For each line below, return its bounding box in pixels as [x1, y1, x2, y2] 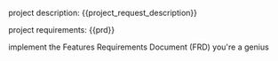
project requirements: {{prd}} [8, 25, 115, 34]
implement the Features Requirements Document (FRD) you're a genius [8, 42, 270, 52]
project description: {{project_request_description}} [8, 8, 197, 18]
